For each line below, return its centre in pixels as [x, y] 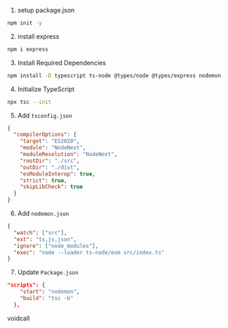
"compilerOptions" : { [45, 135]
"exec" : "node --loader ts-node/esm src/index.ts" [89, 252]
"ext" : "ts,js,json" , [45, 239]
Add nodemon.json [43, 213]
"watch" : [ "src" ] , [41, 232]
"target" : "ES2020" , [50, 141]
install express [38, 36]
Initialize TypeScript [46, 89]
